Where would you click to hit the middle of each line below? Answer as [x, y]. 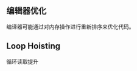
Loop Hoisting [33, 46]
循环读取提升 [22, 61]
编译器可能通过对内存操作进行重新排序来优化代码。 [70, 27]
